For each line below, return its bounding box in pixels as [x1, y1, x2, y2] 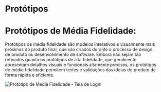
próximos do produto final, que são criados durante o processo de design [5, 47, 153, 53]
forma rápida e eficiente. [5, 72, 54, 78]
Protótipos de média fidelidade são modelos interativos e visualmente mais [5, 41, 155, 47]
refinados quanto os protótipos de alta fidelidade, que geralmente [5, 57, 137, 63]
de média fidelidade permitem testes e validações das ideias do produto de [5, 67, 156, 73]
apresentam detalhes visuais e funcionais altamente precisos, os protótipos [5, 62, 157, 68]
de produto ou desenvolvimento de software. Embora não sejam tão [5, 52, 141, 57]
